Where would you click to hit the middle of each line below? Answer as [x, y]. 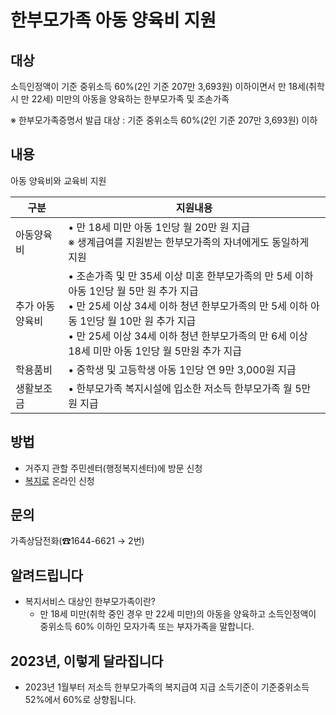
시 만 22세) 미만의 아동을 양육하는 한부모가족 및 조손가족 [120, 99]
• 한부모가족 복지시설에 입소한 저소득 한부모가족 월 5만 [190, 388]
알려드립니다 [46, 575]
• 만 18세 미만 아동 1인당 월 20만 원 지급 [159, 227]
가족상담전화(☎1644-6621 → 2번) [77, 541]
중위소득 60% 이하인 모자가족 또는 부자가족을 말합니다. [147, 627]
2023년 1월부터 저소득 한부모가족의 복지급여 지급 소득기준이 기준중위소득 [167, 687]
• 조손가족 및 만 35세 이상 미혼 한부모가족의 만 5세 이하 [191, 276]
